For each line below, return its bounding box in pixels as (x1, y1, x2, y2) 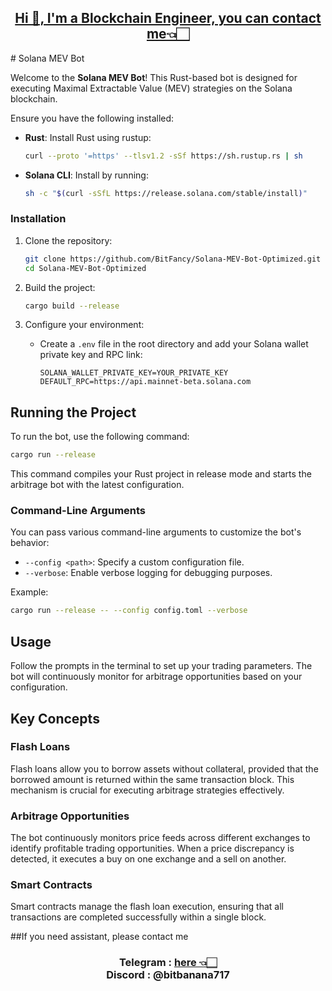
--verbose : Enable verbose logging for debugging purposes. (24, 567, 273, 579)
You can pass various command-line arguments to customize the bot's (10, 526, 302, 538)
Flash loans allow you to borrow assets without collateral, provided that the (10, 762, 319, 775)
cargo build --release (24, 301, 120, 311)
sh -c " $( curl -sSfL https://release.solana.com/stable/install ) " (24, 188, 308, 198)
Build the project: (24, 281, 96, 293)
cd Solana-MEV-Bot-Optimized (24, 263, 147, 273)
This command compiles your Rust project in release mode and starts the (10, 468, 312, 480)
